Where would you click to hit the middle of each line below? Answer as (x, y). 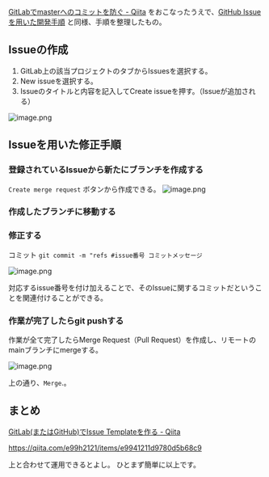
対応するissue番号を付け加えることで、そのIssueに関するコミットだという (132, 287)
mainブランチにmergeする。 (55, 350)
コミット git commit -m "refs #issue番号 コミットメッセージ (105, 255)
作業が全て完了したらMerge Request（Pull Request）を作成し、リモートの (132, 340)
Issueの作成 (38, 50)
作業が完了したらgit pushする (66, 320)
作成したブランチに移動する (62, 212)
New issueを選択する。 (59, 81)
